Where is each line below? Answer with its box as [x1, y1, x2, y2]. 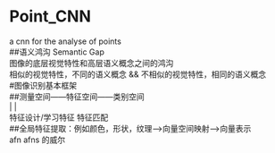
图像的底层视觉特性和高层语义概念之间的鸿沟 [9, 57, 174, 68]
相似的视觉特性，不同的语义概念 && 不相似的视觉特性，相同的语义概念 [9, 69, 266, 80]
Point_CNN [9, 6, 91, 27]
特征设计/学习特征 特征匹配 [9, 112, 109, 123]
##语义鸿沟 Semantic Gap [9, 47, 104, 57]
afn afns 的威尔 [9, 134, 65, 145]
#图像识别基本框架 [9, 80, 78, 90]
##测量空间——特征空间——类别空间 [9, 91, 145, 102]
